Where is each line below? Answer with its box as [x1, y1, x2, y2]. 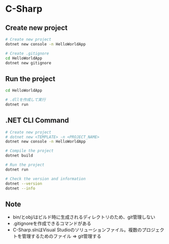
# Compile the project [5, 149, 54, 154]
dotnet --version [5, 181, 43, 186]
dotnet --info [5, 186, 36, 191]
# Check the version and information [5, 176, 86, 181]
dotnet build [5, 153, 33, 158]
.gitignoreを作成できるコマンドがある [12, 221, 91, 227]
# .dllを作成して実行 [5, 97, 46, 103]
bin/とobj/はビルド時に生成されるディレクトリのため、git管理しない [12, 214, 156, 220]
